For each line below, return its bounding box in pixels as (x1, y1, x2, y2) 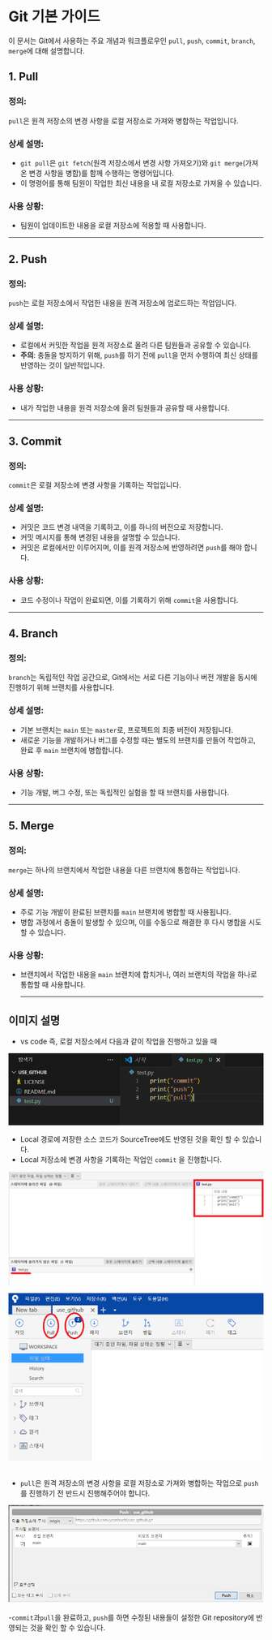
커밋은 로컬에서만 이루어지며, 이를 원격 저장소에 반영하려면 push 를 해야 (19, 543, 243, 553)
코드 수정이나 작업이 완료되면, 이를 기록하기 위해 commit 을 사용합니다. (19, 595, 239, 605)
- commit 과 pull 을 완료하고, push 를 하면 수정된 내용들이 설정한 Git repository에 (8, 1612, 255, 1622)
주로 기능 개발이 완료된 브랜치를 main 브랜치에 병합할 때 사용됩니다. (19, 907, 232, 917)
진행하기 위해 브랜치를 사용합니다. (8, 682, 115, 692)
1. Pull (8, 70, 39, 84)
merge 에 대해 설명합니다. (8, 45, 85, 55)
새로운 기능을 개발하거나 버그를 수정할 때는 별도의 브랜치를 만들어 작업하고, (19, 735, 257, 745)
